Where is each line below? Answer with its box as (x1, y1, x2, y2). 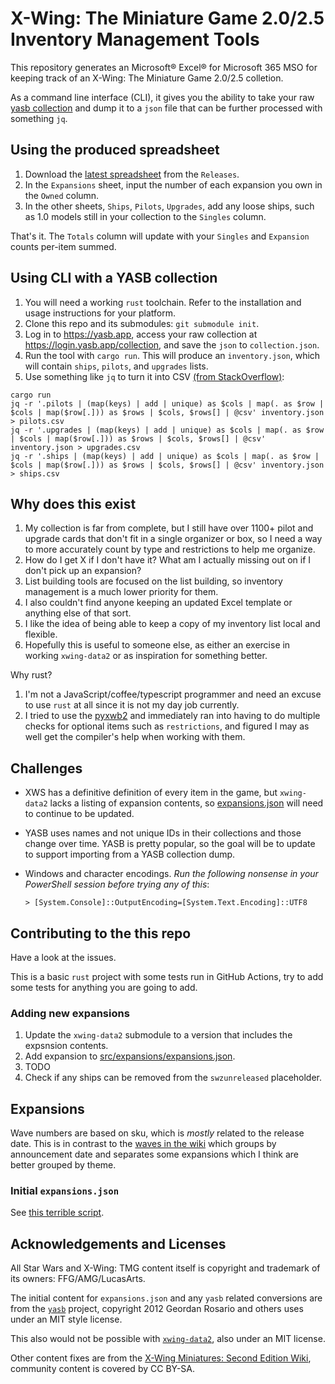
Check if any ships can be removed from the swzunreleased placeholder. (24, 1072, 323, 1084)
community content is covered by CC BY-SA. (10, 1363, 196, 1375)
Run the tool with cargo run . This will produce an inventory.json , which (24, 349, 321, 361)
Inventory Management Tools (10, 28, 260, 51)
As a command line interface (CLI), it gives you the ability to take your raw (10, 91, 315, 103)
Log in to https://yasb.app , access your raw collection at (24, 328, 258, 340)
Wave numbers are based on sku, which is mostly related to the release (10, 1127, 305, 1139)
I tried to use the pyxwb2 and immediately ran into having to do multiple (24, 710, 321, 722)
